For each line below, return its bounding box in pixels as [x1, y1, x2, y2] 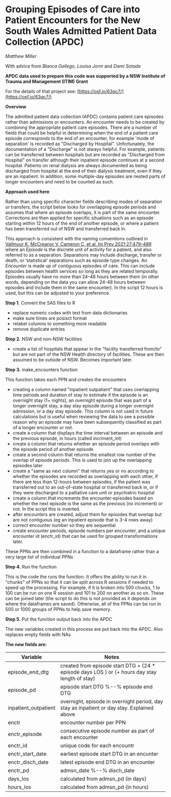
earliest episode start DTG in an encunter [60, 750, 159, 757]
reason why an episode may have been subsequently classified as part [12, 419, 162, 425]
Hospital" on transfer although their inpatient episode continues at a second [5, 157, 164, 163]
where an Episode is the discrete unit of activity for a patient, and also [5, 246, 152, 253]
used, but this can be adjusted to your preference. [5, 290, 110, 296]
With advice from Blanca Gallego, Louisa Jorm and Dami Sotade [5, 63, 141, 69]
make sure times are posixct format [12, 315, 87, 321]
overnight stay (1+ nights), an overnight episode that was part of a [12, 397, 152, 403]
